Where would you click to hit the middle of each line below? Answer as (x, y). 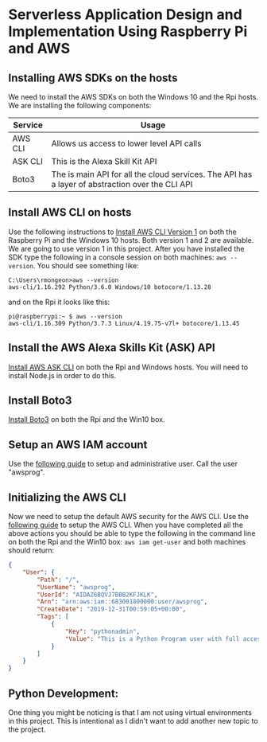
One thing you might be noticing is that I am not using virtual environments (130, 713)
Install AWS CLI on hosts (70, 213)
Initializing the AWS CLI (67, 497)
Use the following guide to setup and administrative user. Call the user (123, 464)
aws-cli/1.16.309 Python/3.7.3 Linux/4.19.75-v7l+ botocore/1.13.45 (124, 323)
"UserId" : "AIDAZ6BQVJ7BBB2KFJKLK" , (97, 595)
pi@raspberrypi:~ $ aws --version (66, 316)
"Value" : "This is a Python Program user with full (152, 639)
